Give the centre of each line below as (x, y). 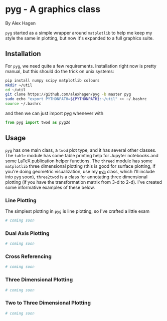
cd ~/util (16, 90)
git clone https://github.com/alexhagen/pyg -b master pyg (68, 94)
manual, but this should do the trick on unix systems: (60, 71)
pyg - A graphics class (53, 9)
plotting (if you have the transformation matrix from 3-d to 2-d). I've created (83, 182)
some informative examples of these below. (50, 187)
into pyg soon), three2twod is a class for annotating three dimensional (76, 177)
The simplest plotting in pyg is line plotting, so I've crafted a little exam (77, 211)
